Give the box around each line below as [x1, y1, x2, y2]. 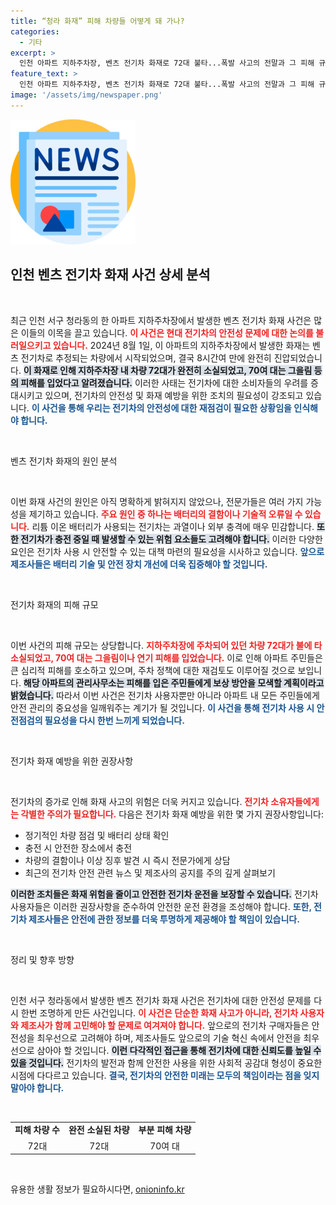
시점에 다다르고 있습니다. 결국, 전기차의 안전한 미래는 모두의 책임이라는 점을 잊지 [10, 1069, 320, 1081]
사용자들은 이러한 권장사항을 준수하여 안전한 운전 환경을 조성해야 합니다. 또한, [10, 900, 312, 912]
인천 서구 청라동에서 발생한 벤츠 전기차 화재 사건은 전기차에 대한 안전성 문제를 [10, 994, 312, 1006]
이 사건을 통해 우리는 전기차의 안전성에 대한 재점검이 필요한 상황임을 [31, 401, 292, 414]
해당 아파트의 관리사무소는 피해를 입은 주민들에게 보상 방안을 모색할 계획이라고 [23, 676, 325, 689]
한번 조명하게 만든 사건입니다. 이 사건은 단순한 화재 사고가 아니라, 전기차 [20, 1006, 299, 1019]
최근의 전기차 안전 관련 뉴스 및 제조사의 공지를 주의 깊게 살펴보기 [24, 866, 276, 879]
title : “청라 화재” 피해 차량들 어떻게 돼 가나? [10, 16, 185, 26]
